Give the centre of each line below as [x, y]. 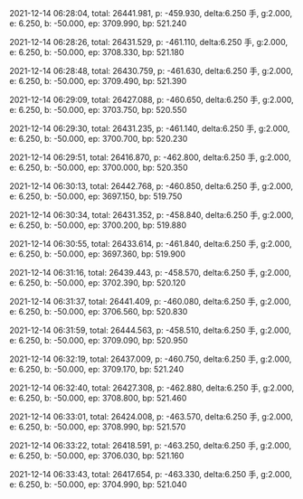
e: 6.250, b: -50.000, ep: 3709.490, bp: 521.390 [98, 81]
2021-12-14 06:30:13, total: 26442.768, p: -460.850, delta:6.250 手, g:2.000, [151, 186]
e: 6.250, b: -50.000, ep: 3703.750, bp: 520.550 [98, 110]
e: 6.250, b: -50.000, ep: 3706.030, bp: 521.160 [97, 456]
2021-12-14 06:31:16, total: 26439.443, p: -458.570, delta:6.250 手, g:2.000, [151, 273]
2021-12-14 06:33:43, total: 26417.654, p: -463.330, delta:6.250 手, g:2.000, [151, 474]
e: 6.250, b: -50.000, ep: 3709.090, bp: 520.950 [99, 340]
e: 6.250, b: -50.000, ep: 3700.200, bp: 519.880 [98, 225]
